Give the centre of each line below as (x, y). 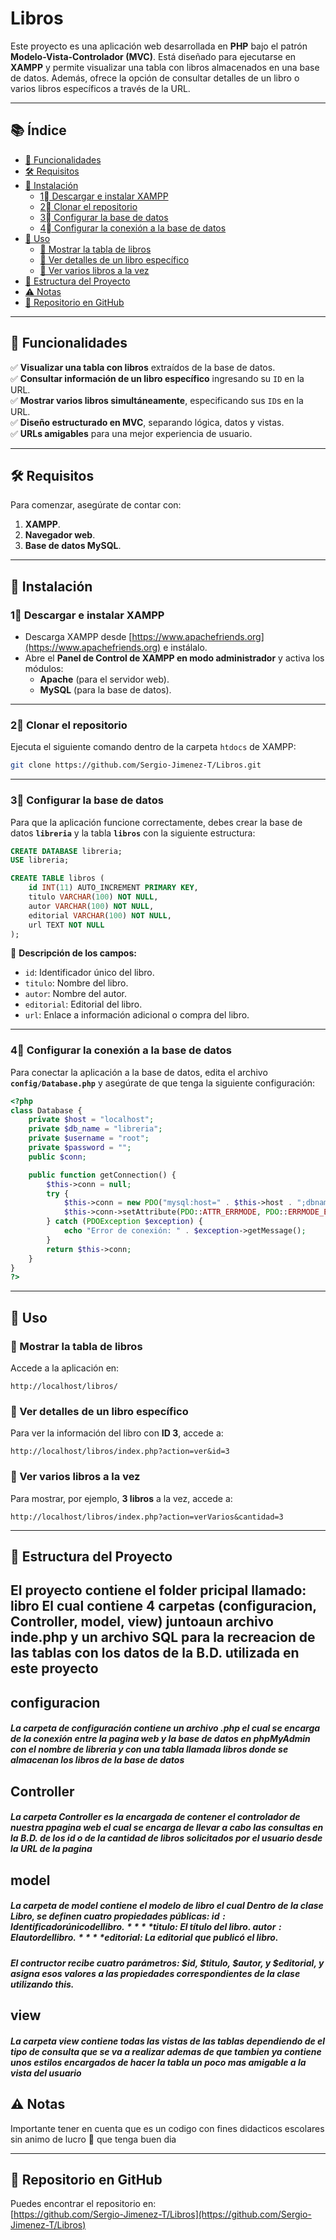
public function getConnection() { (102, 1175)
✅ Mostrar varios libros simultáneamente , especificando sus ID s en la (157, 400)
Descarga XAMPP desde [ (78, 637)
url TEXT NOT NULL (66, 925)
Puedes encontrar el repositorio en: (83, 2204)
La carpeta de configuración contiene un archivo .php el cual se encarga (165, 1728)
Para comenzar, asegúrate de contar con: (96, 505)
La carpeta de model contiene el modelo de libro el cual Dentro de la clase (167, 1906)
